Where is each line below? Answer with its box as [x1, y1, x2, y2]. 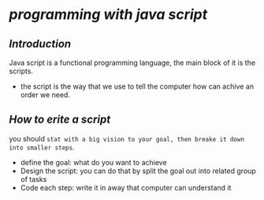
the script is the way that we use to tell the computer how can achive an [20, 81, 255, 91]
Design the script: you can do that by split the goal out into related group [20, 166, 257, 175]
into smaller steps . [9, 142, 75, 152]
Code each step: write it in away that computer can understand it [20, 183, 232, 192]
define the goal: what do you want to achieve [20, 157, 168, 167]
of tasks [20, 174, 47, 183]
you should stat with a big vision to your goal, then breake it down [9, 134, 245, 143]
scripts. [9, 66, 34, 76]
